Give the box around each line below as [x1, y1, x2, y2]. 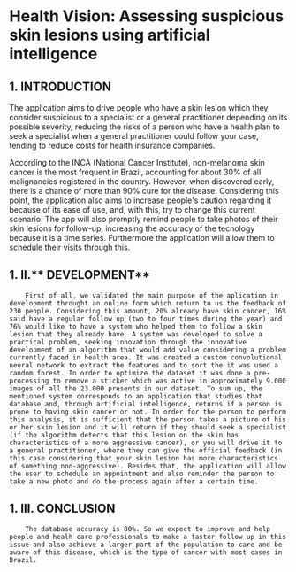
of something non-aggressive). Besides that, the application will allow [9, 461, 287, 470]
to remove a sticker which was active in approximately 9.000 [52, 376, 287, 385]
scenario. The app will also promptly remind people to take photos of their [9, 214, 278, 224]
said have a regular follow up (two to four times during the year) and [9, 314, 283, 323]
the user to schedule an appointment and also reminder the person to [9, 469, 275, 478]
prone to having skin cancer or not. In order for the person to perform [9, 407, 287, 416]
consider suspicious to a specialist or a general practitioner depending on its [9, 112, 288, 122]
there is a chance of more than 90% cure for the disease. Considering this [9, 186, 280, 196]
